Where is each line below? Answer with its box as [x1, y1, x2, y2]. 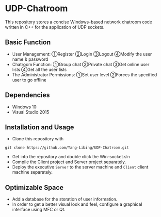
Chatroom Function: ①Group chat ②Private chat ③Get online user [12, 61, 150, 67]
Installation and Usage [5, 123, 74, 131]
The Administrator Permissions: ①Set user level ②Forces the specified [12, 71, 157, 78]
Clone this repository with [12, 136, 64, 142]
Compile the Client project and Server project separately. [12, 159, 126, 165]
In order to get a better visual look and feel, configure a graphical [12, 201, 142, 207]
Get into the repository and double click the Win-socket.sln [12, 154, 130, 160]
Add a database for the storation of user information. [12, 196, 118, 202]
